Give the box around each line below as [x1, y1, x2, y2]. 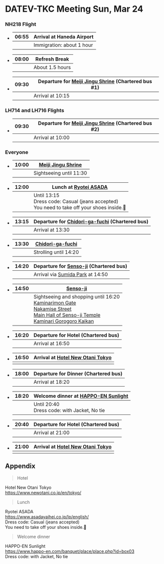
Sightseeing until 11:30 [33, 170, 87, 176]
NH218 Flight [5, 21, 37, 28]
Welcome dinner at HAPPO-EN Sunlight [33, 392, 128, 399]
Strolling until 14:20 [33, 249, 79, 256]
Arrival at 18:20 [33, 379, 70, 386]
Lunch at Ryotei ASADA [52, 184, 108, 191]
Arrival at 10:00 [33, 134, 70, 141]
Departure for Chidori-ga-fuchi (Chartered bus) [33, 218, 149, 225]
